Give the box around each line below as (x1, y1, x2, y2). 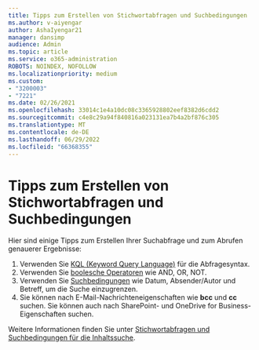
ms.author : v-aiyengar (8, 19, 82, 27)
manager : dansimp (8, 33, 65, 42)
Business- (218, 301, 251, 311)
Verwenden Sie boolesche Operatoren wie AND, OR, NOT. (19, 268, 207, 277)
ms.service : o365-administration (8, 56, 118, 64)
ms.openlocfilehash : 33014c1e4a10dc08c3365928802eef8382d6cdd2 (8, 107, 220, 115)
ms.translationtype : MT (8, 121, 86, 129)
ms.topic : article (8, 48, 68, 56)
